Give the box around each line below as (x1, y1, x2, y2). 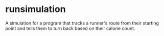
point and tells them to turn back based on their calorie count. (5, 25, 135, 31)
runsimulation (5, 3, 66, 15)
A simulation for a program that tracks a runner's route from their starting (5, 20, 159, 26)
